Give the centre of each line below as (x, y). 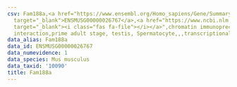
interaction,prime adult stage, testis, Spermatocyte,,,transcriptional (123, 33)
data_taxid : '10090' (38, 66)
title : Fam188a (30, 72)
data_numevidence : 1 (38, 53)
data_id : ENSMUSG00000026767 (50, 46)
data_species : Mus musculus (49, 60)
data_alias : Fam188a (38, 40)
